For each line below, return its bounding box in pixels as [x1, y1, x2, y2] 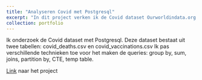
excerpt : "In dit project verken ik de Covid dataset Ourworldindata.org [6, 14, 197, 20]
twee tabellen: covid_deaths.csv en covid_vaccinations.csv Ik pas [6, 43, 169, 50]
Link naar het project [6, 67, 58, 75]
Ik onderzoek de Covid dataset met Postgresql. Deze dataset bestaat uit [6, 37, 186, 44]
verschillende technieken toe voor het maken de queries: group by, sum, [6, 49, 187, 57]
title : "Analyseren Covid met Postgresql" [6, 8, 115, 15]
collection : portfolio [6, 20, 64, 26]
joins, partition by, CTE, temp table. [6, 55, 94, 63]
